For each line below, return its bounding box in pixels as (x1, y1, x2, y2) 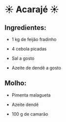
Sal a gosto (11, 55, 35, 61)
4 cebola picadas (11, 46, 47, 51)
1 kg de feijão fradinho (11, 36, 57, 42)
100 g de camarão (11, 111, 48, 117)
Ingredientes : (4, 24, 47, 32)
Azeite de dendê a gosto (11, 65, 62, 71)
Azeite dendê (11, 101, 39, 107)
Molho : (4, 79, 27, 87)
